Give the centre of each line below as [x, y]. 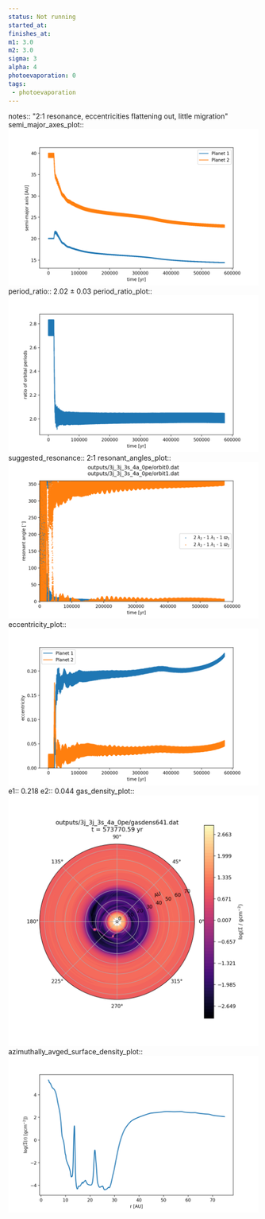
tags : [17, 84]
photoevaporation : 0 [42, 76]
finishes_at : [30, 33]
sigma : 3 [23, 59]
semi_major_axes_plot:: [46, 124]
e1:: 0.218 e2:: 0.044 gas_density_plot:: [71, 791]
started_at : [28, 25]
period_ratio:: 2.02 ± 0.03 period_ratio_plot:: [80, 291]
